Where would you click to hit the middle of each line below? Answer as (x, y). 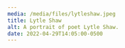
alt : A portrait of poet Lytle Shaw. (63, 27)
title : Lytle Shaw (34, 20)
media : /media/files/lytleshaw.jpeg (61, 14)
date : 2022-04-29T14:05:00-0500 (55, 34)
